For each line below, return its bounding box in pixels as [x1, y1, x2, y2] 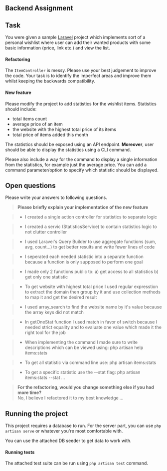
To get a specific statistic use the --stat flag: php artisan [24, 369, 141, 375]
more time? [17, 389, 42, 395]
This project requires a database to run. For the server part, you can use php [5, 422, 161, 429]
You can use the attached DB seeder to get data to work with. [5, 437, 132, 444]
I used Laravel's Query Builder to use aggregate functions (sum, [24, 238, 157, 244]
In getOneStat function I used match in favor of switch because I [24, 319, 158, 325]
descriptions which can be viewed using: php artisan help [24, 344, 144, 350]
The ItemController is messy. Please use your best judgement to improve [5, 67, 157, 73]
